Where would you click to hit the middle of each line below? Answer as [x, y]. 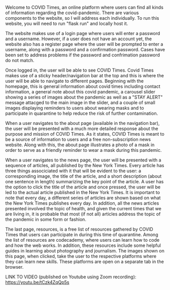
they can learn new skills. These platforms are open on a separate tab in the [84, 262]
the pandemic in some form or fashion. [46, 219]
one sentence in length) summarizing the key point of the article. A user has [84, 182]
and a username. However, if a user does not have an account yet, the [79, 39]
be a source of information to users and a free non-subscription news [78, 139]
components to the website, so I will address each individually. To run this [82, 18]
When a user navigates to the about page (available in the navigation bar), [82, 123]
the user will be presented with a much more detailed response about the [82, 128]
